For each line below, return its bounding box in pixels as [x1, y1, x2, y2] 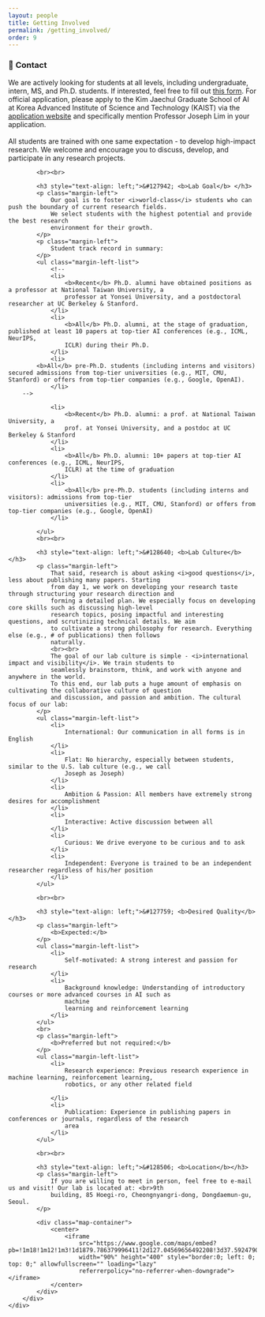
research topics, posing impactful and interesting [50, 610, 224, 618]
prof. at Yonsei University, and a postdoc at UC [64, 424, 231, 432]
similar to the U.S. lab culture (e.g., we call [8, 763, 171, 771]
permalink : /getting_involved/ [8, 26, 111, 34]
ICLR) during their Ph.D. [64, 341, 150, 349]
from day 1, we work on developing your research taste [50, 583, 238, 591]
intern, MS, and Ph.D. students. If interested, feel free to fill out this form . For [8, 86, 256, 96]
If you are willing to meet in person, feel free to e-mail [50, 1177, 252, 1185]
